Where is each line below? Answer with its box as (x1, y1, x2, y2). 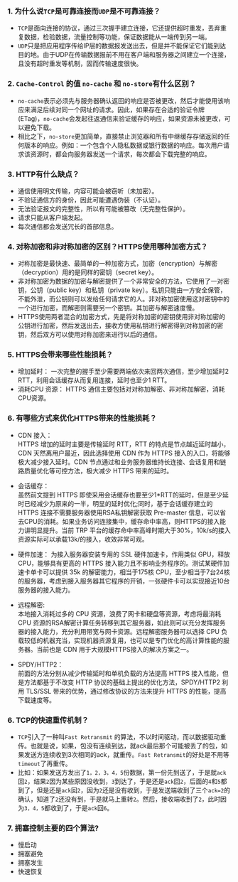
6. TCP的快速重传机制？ (7, 715, 89, 725)
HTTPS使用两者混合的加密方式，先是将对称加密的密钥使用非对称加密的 (17, 313, 226, 321)
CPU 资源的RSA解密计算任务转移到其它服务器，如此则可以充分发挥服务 (17, 618, 226, 627)
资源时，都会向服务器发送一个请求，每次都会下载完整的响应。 (30, 149, 211, 158)
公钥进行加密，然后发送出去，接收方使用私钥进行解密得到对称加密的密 (17, 321, 224, 330)
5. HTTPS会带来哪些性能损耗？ (7, 350, 114, 360)
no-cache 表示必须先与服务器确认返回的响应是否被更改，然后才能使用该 (17, 96, 225, 104)
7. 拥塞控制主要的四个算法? (7, 823, 99, 833)
